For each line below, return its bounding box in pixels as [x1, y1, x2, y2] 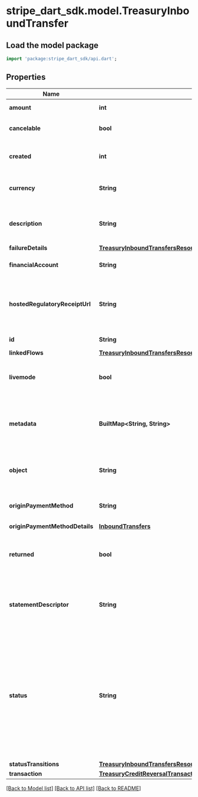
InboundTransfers [99, 522, 151, 530]
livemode [9, 373, 36, 381]
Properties [6, 72, 46, 82]
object [9, 466, 28, 474]
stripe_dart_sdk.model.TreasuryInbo [6, 4, 190, 18]
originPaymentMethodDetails [9, 522, 94, 530]
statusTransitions [9, 760, 60, 768]
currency [9, 184, 35, 192]
